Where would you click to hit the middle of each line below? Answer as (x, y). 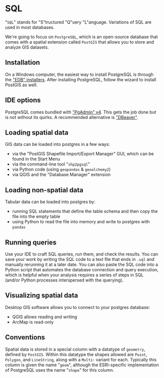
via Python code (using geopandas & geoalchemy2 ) (61, 169)
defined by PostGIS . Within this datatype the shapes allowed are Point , (76, 354)
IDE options (23, 100)
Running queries (31, 242)
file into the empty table (36, 216)
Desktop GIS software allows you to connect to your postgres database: (78, 307)
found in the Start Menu (36, 159)
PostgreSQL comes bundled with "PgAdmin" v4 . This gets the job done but (81, 112)
